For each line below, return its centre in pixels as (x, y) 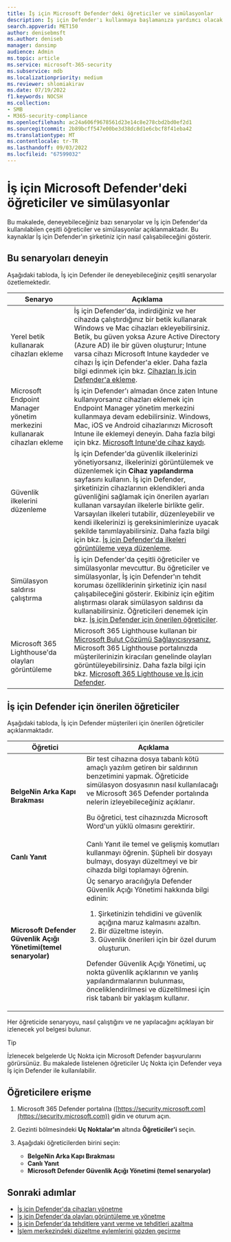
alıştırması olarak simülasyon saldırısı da (139, 602)
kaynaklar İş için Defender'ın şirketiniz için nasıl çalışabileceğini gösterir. (109, 236)
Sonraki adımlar (42, 1192)
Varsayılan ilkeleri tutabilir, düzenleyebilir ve (144, 513)
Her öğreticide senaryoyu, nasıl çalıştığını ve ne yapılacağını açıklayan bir (111, 1022)
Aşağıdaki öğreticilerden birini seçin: (68, 1143)
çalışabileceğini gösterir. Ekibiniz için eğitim (144, 594)
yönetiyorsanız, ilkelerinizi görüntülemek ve (144, 462)
